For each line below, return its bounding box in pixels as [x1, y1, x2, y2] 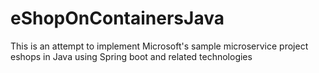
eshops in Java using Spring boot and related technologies [10, 50, 253, 62]
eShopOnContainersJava [10, 7, 225, 30]
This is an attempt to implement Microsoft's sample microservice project [10, 40, 309, 52]
